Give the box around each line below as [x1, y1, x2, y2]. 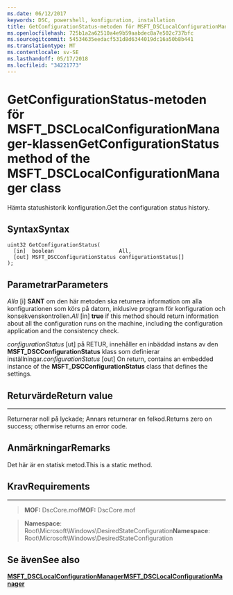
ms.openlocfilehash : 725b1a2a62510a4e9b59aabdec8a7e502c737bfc [7, 29, 194, 37]
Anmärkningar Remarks [7, 442, 111, 454]
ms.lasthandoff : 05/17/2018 [7, 56, 89, 62]
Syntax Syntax [7, 223, 70, 235]
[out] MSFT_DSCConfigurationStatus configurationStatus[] [13, 254, 185, 261]
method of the [7, 151, 90, 167]
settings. [7, 369, 33, 378]
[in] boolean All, [13, 248, 132, 255]
